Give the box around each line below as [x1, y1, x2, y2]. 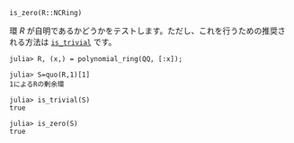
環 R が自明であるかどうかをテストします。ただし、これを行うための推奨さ [9, 25, 286, 36]
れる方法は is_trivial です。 [9, 37, 117, 47]
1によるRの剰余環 [9, 80, 65, 89]
